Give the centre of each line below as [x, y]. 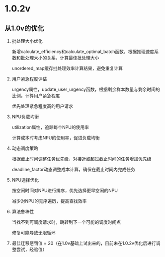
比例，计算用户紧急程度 [36, 96]
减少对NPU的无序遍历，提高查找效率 [49, 201]
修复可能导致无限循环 [34, 233]
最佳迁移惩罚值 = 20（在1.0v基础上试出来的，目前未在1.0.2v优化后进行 [84, 243]
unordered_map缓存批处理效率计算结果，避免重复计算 [67, 68]
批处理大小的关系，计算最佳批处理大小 [60, 58]
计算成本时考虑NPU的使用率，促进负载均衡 [56, 138]
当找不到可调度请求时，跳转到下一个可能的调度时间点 [66, 222]
